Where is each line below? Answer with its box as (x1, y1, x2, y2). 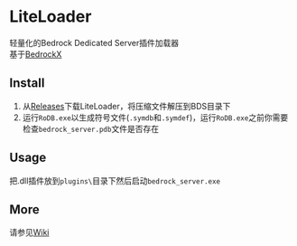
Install (9, 75, 45, 91)
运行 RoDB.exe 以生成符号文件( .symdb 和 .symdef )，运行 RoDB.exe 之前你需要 (22, 111, 289, 123)
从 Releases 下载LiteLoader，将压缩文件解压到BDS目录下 (22, 100, 231, 111)
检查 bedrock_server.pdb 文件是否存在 (22, 123, 160, 134)
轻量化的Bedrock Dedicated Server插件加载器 (9, 37, 179, 48)
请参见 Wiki (9, 227, 50, 238)
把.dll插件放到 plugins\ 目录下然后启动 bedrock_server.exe (9, 175, 221, 186)
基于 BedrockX (9, 48, 62, 60)
